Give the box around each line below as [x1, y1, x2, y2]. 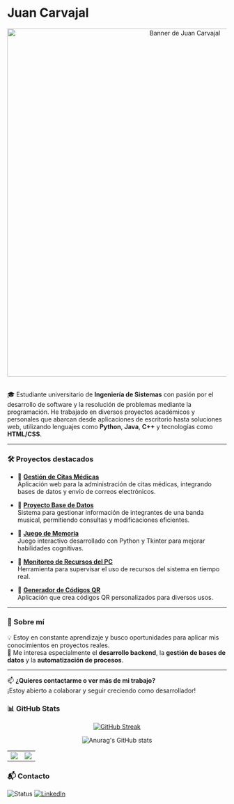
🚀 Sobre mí [7, 617, 45, 627]
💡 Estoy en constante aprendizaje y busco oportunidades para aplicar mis [7, 633, 219, 642]
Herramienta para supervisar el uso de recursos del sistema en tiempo [17, 565, 220, 573]
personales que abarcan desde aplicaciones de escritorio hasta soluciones [7, 415, 223, 423]
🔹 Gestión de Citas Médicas [17, 472, 100, 481]
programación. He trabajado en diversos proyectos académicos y [7, 408, 195, 416]
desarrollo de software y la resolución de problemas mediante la [7, 400, 192, 408]
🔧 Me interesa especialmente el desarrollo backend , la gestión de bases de [7, 648, 226, 656]
